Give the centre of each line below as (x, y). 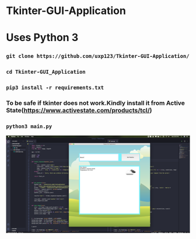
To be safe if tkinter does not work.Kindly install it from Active (96, 103)
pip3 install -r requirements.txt (55, 88)
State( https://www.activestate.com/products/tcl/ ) (79, 111)
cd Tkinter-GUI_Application (46, 72)
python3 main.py (29, 126)
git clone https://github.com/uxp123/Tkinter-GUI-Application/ (98, 56)
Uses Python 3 (42, 38)
